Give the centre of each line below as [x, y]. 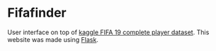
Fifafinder [37, 13]
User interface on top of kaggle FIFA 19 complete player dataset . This [108, 32]
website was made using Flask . [53, 39]
